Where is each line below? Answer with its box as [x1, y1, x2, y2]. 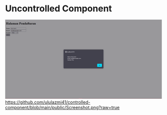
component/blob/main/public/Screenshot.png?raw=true [5, 104, 120, 110]
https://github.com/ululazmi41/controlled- [5, 99, 90, 105]
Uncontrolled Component [5, 3, 112, 14]
